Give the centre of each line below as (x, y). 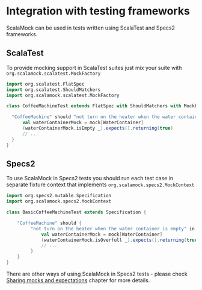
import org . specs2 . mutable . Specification (59, 196)
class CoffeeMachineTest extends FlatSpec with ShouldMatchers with (94, 106)
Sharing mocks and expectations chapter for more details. (78, 280)
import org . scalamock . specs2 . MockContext (59, 201)
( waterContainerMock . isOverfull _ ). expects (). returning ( (114, 240)
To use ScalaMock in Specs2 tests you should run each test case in (90, 178)
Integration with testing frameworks (98, 11)
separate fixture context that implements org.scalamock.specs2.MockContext (100, 184)
